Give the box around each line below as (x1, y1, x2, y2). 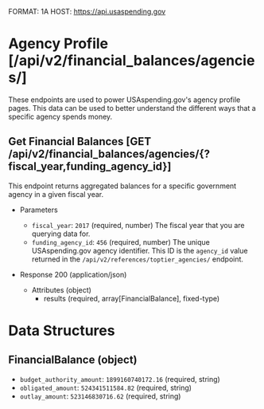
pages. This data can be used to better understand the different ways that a (8, 103, 256, 112)
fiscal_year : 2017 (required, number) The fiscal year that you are (31, 220, 245, 230)
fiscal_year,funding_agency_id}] (8, 159, 172, 174)
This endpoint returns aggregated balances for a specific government (8, 181, 237, 191)
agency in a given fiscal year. (8, 189, 104, 199)
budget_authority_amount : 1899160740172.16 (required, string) (19, 374, 220, 383)
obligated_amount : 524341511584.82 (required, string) (19, 383, 192, 392)
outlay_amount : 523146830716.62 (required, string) (19, 391, 181, 401)
